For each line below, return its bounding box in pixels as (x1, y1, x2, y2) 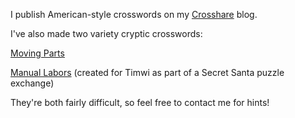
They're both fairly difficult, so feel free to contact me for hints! (10, 97, 270, 108)
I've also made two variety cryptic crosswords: (10, 28, 203, 39)
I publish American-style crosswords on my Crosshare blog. (10, 9, 258, 20)
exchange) (10, 77, 55, 89)
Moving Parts (10, 47, 65, 59)
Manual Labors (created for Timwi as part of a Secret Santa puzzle (10, 67, 285, 78)
